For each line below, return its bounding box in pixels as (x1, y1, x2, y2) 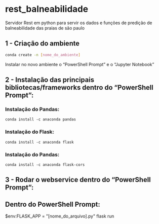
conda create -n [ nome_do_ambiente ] (5, 52, 80, 57)
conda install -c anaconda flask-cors (5, 162, 85, 167)
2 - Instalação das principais (5, 75, 95, 84)
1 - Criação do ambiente (5, 39, 80, 48)
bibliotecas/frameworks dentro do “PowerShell (5, 83, 154, 92)
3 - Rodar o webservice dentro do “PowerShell (5, 176, 151, 184)
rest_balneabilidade (5, 3, 88, 15)
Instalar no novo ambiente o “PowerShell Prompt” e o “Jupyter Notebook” (5, 61, 155, 67)
